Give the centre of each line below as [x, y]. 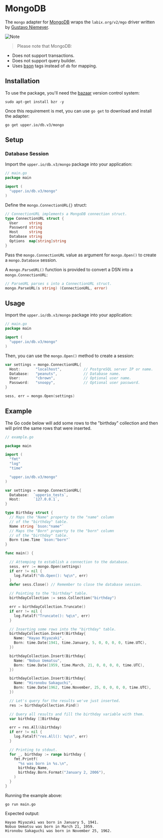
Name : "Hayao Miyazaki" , [39, 638]
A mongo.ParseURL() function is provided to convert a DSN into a [69, 269]
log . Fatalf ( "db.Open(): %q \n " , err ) [51, 575]
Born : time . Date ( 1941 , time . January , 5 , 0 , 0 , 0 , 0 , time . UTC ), [80, 643]
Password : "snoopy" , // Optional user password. [75, 383]
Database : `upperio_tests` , [39, 495]
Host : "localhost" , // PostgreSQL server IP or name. [81, 369]
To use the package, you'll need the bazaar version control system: [72, 93]
